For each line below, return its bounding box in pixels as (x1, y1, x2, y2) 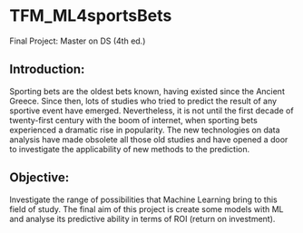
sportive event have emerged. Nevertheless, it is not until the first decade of (9, 105, 294, 116)
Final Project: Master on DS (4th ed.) (9, 35, 146, 46)
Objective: (9, 170, 70, 186)
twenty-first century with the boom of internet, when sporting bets (9, 114, 259, 125)
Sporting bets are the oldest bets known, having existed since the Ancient (9, 85, 286, 96)
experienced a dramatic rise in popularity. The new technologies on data (9, 124, 280, 135)
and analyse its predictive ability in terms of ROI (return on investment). (9, 213, 276, 224)
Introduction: (9, 62, 85, 77)
